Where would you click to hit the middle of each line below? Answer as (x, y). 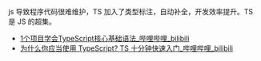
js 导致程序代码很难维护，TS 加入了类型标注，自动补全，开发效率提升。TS (131, 11)
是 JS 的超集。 (32, 21)
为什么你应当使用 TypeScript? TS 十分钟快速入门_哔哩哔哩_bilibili (126, 48)
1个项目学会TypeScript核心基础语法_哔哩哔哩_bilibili (104, 38)
